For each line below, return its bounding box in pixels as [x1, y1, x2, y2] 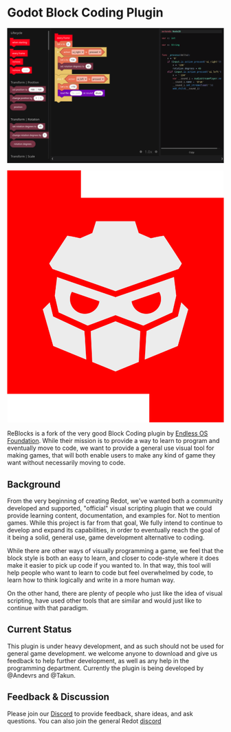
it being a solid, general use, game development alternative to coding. [7, 533, 205, 541]
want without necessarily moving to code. [7, 459, 126, 467]
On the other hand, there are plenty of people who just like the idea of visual [7, 590, 223, 598]
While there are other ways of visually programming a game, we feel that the [7, 547, 224, 555]
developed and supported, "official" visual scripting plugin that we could [7, 504, 212, 513]
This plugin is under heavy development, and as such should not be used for [7, 642, 224, 650]
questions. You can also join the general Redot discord [7, 717, 162, 725]
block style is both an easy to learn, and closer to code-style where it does [7, 554, 219, 562]
